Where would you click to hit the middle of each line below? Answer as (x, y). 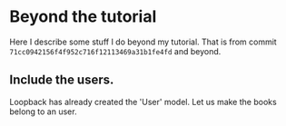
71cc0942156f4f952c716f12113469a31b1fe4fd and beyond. (115, 51)
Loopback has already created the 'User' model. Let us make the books (143, 102)
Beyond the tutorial (83, 17)
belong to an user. (43, 111)
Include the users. (62, 80)
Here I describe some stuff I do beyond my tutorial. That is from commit (143, 42)
